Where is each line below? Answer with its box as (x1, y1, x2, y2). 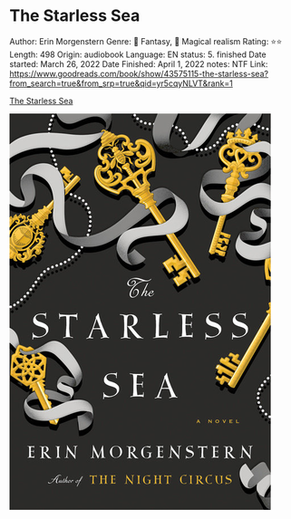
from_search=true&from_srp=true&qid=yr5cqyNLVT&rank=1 (9, 78, 233, 89)
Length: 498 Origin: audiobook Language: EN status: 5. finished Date (9, 49, 267, 60)
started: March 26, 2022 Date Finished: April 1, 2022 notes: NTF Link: (9, 58, 268, 69)
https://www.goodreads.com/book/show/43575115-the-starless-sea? (9, 68, 269, 79)
